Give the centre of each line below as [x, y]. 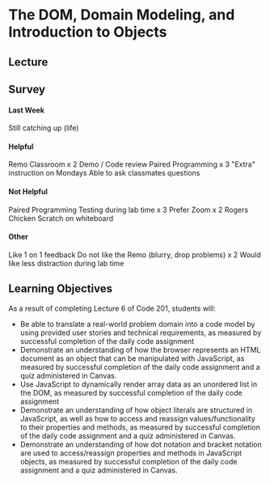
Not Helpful [28, 191]
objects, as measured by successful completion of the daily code [129, 461]
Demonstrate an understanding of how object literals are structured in [136, 409]
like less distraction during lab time [66, 263]
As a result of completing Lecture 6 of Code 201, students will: [112, 308]
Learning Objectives [61, 289]
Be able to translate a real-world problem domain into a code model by [137, 324]
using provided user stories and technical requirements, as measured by [141, 333]
